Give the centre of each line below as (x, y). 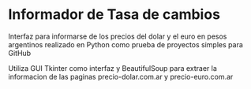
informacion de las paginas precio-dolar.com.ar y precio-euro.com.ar (121, 76)
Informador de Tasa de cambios (114, 15)
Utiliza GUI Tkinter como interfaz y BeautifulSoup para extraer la (112, 68)
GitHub (20, 53)
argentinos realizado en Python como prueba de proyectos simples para (126, 44)
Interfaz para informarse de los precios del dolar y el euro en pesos (118, 36)
